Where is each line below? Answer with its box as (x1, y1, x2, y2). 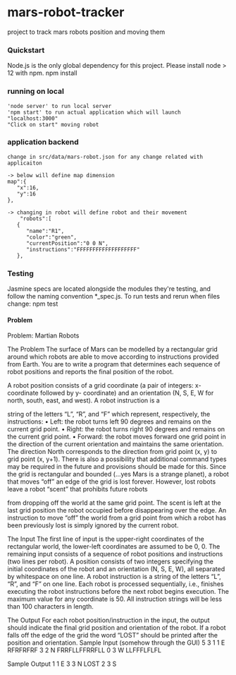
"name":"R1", (25, 227, 65, 234)
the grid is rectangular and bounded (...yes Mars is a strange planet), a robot (7, 470, 229, 479)
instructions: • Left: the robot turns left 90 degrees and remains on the (7, 417, 211, 426)
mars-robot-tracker (7, 4, 125, 20)
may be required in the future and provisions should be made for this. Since (7, 462, 227, 471)
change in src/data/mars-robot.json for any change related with (7, 153, 203, 160)
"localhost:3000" (7, 114, 58, 122)
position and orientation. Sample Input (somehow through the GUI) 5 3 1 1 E (7, 638, 225, 647)
